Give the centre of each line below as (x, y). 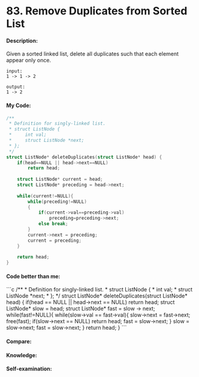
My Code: (19, 105)
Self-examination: (29, 369)
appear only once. (29, 60)
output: (16, 87)
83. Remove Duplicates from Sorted (97, 11)
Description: (22, 41)
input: (14, 71)
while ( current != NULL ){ (45, 196)
